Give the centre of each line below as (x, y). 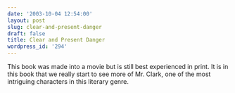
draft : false (26, 33)
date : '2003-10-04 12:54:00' (50, 14)
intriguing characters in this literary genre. (68, 81)
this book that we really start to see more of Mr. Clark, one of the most (109, 74)
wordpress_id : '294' (38, 46)
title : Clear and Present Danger (56, 40)
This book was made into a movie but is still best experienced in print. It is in (118, 67)
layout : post (26, 20)
